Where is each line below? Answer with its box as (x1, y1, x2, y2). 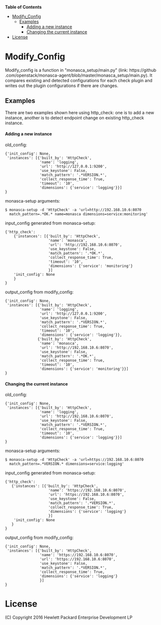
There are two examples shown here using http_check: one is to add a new (5, 109, 155, 116)
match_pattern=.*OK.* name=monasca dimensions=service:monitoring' (9, 211, 148, 217)
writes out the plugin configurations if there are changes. (5, 83, 118, 88)
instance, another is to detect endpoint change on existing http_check (5, 115, 144, 120)
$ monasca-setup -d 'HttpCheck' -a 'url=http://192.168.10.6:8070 (5, 207, 142, 212)
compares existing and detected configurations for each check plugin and (5, 77, 153, 83)
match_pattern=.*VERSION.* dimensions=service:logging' (9, 461, 124, 467)
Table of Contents (5, 4, 42, 10)
